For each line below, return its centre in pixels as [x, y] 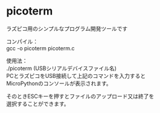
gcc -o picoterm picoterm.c [40, 48]
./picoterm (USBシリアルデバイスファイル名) [61, 68]
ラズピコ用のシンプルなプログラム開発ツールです [67, 28]
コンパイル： [22, 41]
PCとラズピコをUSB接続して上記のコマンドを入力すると [76, 76]
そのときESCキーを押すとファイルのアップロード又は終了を [80, 96]
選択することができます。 [38, 103]
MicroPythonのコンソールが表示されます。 [59, 83]
